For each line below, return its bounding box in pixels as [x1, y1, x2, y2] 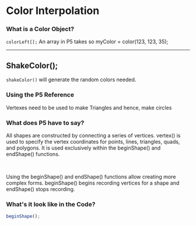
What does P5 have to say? [6, 119, 85, 127]
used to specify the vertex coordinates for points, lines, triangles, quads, [6, 138, 180, 145]
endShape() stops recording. [6, 185, 75, 192]
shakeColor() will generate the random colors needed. [6, 76, 136, 83]
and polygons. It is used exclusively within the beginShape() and [6, 144, 161, 151]
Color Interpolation [6, 4, 100, 18]
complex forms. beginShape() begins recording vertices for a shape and [6, 179, 180, 186]
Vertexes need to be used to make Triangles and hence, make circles [6, 104, 172, 111]
